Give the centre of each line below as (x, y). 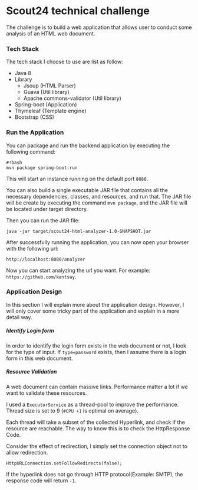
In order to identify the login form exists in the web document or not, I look (96, 345)
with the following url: (32, 248)
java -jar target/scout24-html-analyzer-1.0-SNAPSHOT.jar (79, 231)
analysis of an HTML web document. (51, 33)
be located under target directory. (47, 209)
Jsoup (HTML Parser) (50, 86)
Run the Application (35, 132)
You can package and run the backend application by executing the (88, 145)
